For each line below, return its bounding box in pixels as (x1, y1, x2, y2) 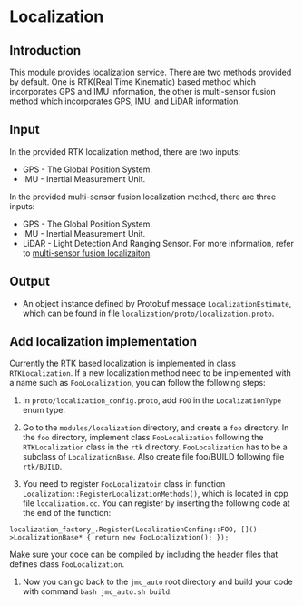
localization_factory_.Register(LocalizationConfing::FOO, (9, 525, 238, 534)
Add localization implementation (9, 334, 198, 349)
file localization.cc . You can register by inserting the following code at (22, 498, 290, 509)
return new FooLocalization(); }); (94, 533, 230, 542)
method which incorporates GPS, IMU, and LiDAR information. (9, 96, 241, 106)
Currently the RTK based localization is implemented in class (9, 358, 236, 369)
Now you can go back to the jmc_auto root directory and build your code (22, 576, 293, 588)
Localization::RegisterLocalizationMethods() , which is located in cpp (22, 489, 288, 500)
